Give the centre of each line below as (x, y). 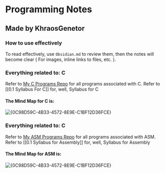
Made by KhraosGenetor (45, 28)
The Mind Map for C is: (30, 101)
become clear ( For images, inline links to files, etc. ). (61, 59)
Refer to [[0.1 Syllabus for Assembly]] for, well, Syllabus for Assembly (78, 142)
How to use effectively (34, 43)
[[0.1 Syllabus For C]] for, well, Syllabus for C (52, 89)
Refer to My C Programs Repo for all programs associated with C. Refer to (83, 84)
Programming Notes (49, 9)
